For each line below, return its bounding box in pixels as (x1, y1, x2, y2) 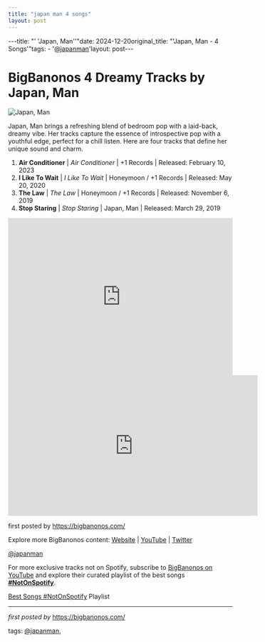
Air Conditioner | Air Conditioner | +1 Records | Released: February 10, (18, 159, 226, 167)
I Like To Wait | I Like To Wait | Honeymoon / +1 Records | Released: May (18, 174, 232, 182)
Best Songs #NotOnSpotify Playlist (8, 592, 110, 601)
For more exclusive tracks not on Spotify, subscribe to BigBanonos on (8, 563, 213, 572)
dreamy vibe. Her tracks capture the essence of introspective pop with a (8, 129, 222, 138)
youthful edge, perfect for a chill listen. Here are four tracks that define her (8, 137, 227, 146)
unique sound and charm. (8, 144, 84, 154)
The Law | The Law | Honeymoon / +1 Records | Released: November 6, (18, 189, 230, 197)
